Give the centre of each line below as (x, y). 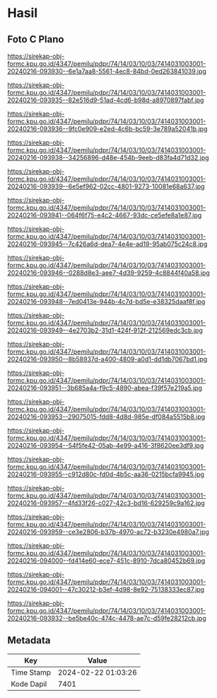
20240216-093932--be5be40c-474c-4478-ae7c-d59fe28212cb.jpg (107, 618)
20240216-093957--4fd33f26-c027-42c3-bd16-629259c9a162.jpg (106, 503)
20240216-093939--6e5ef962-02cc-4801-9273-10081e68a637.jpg (106, 186)
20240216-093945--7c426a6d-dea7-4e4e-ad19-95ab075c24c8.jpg (107, 244)
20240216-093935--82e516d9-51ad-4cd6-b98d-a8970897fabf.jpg (106, 100)
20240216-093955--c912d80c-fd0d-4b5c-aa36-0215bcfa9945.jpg (106, 474)
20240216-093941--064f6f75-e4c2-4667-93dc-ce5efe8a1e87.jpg (105, 215)
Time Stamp (31, 672)
